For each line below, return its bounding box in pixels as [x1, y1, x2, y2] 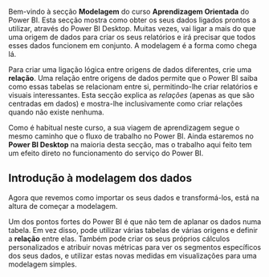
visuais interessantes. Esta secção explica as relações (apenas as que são [8, 90, 255, 99]
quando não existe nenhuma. [8, 107, 104, 117]
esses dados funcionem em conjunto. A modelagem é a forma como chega [8, 41, 257, 50]
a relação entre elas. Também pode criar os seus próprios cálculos [8, 234, 230, 243]
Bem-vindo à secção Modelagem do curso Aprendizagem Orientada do [8, 7, 250, 16]
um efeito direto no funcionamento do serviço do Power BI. [8, 148, 204, 158]
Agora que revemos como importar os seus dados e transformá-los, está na [8, 192, 259, 203]
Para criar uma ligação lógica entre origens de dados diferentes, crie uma [8, 65, 252, 74]
